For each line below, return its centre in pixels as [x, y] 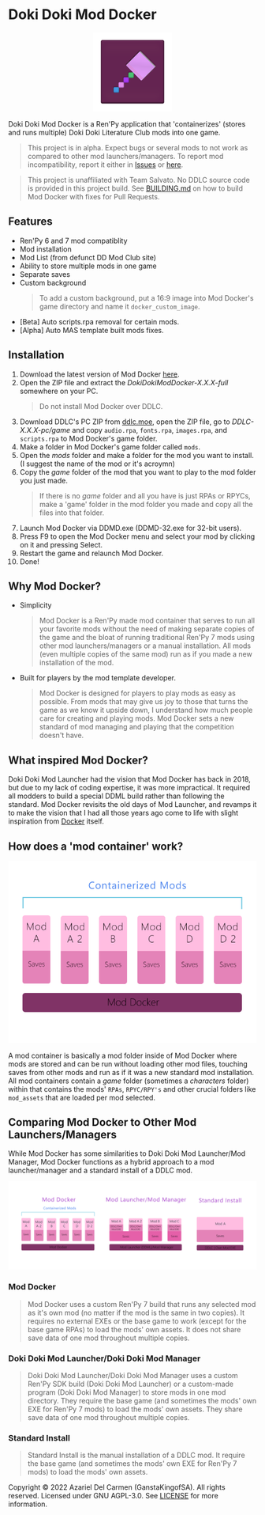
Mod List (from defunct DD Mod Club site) [88, 257]
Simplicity [35, 605]
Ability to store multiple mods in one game [88, 266]
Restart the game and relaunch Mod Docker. [91, 553]
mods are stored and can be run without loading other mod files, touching [128, 1064]
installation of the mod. [77, 663]
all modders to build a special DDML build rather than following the [116, 796]
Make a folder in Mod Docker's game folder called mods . [110, 447]
